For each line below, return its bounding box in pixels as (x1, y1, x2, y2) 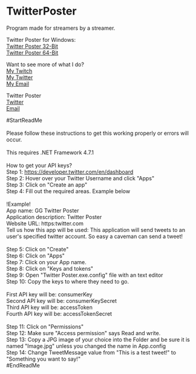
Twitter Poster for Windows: (6, 36, 76, 43)
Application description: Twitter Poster (6, 213, 102, 220)
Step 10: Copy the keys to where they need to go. (6, 277, 129, 285)
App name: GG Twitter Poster (6, 206, 80, 214)
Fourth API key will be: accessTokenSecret (6, 310, 113, 317)
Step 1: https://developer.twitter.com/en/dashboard (6, 168, 134, 175)
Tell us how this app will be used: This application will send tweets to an (6, 226, 186, 233)
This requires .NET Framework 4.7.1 (6, 149, 94, 156)
